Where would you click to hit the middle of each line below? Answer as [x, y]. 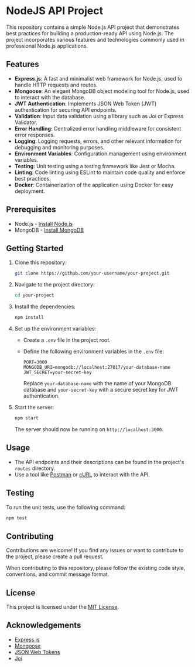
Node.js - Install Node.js [44, 224]
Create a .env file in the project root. [67, 340]
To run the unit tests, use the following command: [66, 507]
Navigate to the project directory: [54, 285]
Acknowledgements [44, 626]
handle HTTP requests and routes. [56, 85]
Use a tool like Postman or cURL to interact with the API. [82, 474]
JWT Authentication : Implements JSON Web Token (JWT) [85, 104]
